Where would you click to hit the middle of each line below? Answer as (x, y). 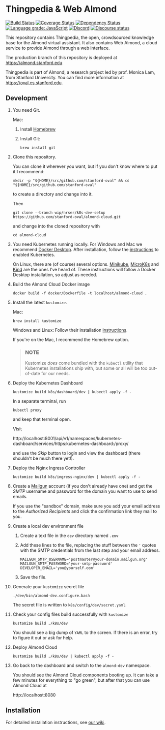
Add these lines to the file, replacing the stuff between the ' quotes (88, 545)
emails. (20, 497)
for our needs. (56, 374)
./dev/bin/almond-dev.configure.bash (51, 596)
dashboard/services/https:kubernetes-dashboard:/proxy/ (71, 444)
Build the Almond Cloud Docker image (51, 284)
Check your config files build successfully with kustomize (70, 614)
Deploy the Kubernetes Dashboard (48, 383)
